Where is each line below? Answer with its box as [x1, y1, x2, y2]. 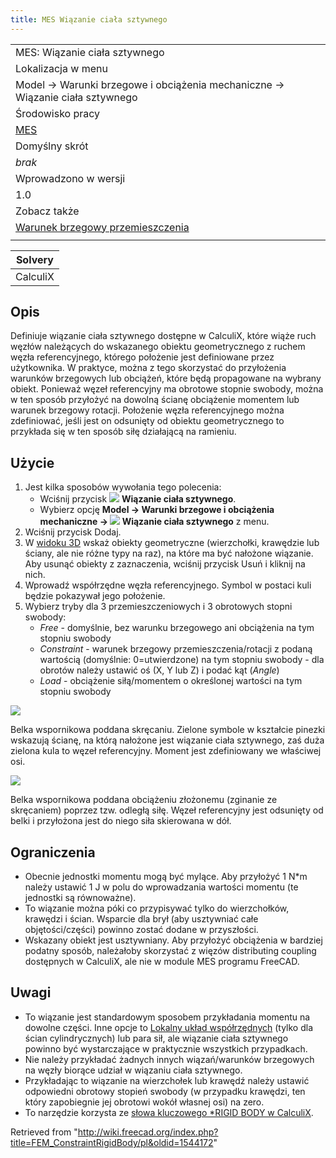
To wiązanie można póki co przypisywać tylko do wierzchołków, [24, 902, 290, 915]
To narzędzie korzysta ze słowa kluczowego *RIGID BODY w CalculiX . [24, 1106, 314, 1118]
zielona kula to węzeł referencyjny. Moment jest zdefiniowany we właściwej [10, 745, 322, 757]
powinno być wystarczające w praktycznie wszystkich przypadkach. [24, 1042, 308, 1055]
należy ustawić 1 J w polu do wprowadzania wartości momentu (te [24, 881, 299, 893]
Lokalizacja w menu [15, 61, 108, 75]
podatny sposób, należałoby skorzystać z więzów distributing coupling [24, 945, 317, 957]
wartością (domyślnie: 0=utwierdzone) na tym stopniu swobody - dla [39, 654, 325, 666]
